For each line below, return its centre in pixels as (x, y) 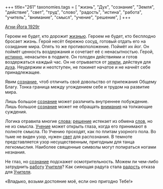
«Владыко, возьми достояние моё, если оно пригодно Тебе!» (69, 181)
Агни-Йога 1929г (22, 27)
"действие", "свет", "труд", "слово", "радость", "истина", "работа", (74, 12)
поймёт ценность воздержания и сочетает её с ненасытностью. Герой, (80, 52)
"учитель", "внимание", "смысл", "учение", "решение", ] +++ (68, 17)
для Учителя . (18, 172)
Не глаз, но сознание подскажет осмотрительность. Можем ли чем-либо (82, 162)
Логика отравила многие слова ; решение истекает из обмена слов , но (79, 121)
